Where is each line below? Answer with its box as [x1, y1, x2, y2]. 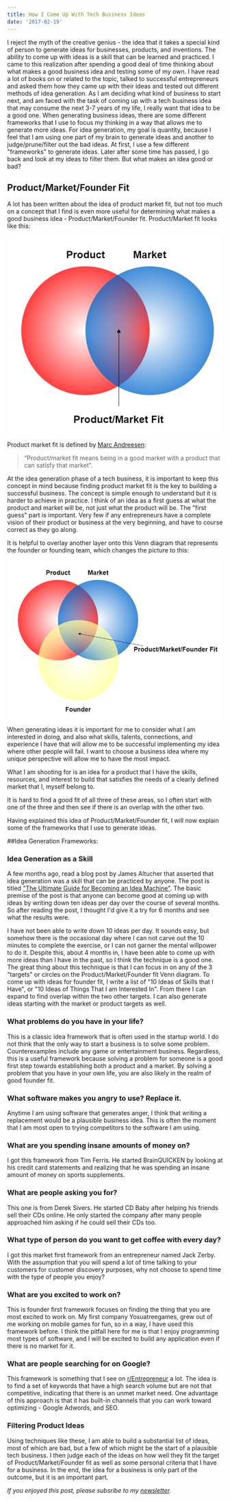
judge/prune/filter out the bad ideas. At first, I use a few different [7, 140, 190, 148]
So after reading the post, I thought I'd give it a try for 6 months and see [7, 906, 210, 914]
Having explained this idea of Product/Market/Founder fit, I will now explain [7, 817, 219, 825]
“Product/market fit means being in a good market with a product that [23, 454, 220, 463]
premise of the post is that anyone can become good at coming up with [7, 892, 209, 900]
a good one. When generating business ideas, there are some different [7, 110, 207, 119]
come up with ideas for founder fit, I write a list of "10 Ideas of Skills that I [7, 978, 214, 986]
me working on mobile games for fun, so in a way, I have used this [7, 1320, 194, 1328]
